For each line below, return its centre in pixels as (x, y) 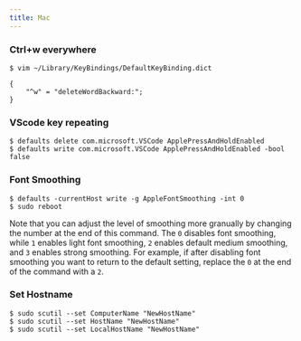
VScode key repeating (59, 122)
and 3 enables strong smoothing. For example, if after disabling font (135, 252)
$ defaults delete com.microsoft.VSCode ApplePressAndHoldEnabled (137, 141)
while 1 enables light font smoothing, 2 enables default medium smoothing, (149, 242)
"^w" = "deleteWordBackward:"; (85, 91)
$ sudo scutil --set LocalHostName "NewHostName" (105, 329)
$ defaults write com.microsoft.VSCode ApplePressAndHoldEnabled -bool (147, 149)
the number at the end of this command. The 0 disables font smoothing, (143, 232)
